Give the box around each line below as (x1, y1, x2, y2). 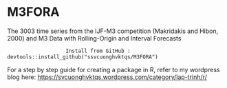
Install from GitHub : (65, 47, 131, 54)
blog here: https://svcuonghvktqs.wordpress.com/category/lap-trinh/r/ (7, 73, 208, 81)
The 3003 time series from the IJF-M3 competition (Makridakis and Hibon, (7, 27, 219, 35)
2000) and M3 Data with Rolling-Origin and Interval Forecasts (7, 34, 182, 42)
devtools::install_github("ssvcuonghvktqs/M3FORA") (7, 53, 158, 60)
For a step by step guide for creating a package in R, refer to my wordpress (7, 65, 220, 74)
